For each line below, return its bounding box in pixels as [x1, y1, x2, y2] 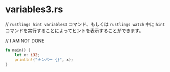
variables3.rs [5, 4, 63, 15]
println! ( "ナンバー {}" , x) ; [14, 57, 74, 62]
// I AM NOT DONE [5, 37, 45, 44]
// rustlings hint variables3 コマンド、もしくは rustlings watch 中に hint [5, 21, 165, 27]
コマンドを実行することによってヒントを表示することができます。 [5, 27, 144, 34]
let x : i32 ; [14, 52, 40, 57]
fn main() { [5, 47, 31, 53]
